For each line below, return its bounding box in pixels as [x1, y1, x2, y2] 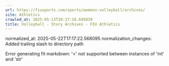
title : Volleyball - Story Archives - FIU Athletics [5, 21, 120, 27]
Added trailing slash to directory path [5, 41, 83, 47]
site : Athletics [5, 12, 40, 17]
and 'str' [5, 56, 23, 62]
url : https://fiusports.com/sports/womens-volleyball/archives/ [5, 7, 145, 13]
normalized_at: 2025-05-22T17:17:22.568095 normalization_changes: [5, 36, 152, 42]
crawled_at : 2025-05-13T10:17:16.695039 [5, 17, 93, 22]
